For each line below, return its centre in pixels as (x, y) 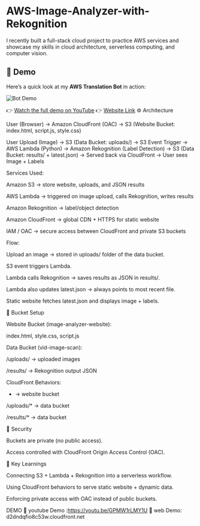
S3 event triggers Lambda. (39, 266)
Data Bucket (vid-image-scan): (44, 347)
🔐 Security (19, 429)
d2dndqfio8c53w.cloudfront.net (46, 516)
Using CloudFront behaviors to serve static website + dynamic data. (90, 487)
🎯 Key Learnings (26, 464)
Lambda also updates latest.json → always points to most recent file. (91, 289)
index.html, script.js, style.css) (44, 130)
